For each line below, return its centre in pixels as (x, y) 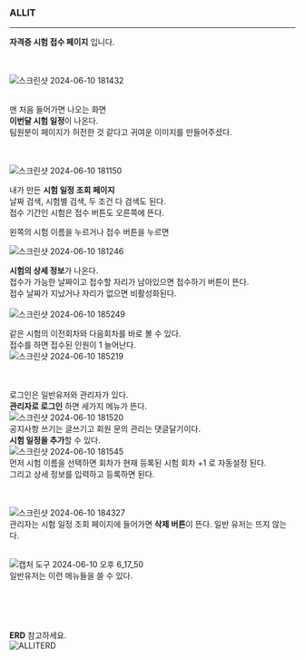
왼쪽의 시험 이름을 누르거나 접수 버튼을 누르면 (89, 232)
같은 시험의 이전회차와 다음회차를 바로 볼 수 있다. (95, 334)
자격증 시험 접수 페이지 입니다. (62, 42)
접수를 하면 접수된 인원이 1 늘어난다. (73, 345)
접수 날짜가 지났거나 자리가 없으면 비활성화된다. (93, 293)
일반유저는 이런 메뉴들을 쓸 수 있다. (71, 576)
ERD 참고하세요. (38, 635)
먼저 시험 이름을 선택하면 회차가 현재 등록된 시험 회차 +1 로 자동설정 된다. (138, 463)
